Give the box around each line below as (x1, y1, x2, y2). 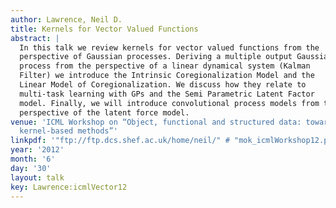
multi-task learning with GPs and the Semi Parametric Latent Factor (19, 89, 315, 99)
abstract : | (10, 33, 60, 43)
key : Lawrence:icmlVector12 (10, 182, 128, 192)
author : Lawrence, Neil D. (10, 14, 123, 25)
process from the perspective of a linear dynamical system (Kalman (19, 61, 311, 71)
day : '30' (10, 163, 52, 173)
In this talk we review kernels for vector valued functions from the (19, 42, 320, 53)
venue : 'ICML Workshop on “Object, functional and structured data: (10, 117, 302, 127)
